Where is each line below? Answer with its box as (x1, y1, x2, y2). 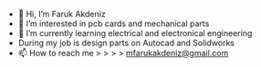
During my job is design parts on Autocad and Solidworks (17, 37, 235, 48)
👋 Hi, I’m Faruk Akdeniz (17, 9, 107, 19)
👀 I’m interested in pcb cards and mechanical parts (17, 18, 210, 29)
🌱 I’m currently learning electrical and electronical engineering (17, 28, 253, 38)
